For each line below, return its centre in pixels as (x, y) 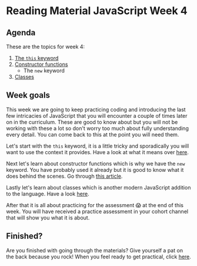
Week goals (28, 95)
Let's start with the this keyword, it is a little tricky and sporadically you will (98, 146)
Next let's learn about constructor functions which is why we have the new (96, 164)
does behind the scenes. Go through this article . (64, 176)
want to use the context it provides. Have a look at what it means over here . (98, 152)
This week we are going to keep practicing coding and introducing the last (96, 109)
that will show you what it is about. (48, 217)
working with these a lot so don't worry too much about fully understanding (98, 128)
